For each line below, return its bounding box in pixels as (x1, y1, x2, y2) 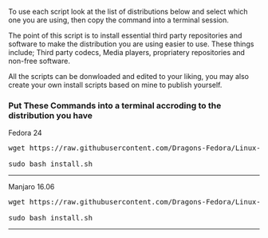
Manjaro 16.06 (8, 182, 55, 192)
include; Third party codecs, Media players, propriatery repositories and (8, 48, 246, 57)
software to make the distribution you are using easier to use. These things (8, 39, 254, 49)
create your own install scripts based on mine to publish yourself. (8, 80, 223, 89)
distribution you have (8, 109, 93, 121)
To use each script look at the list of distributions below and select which (8, 7, 248, 16)
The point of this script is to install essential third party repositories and (8, 31, 242, 40)
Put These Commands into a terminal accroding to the (8, 100, 222, 111)
